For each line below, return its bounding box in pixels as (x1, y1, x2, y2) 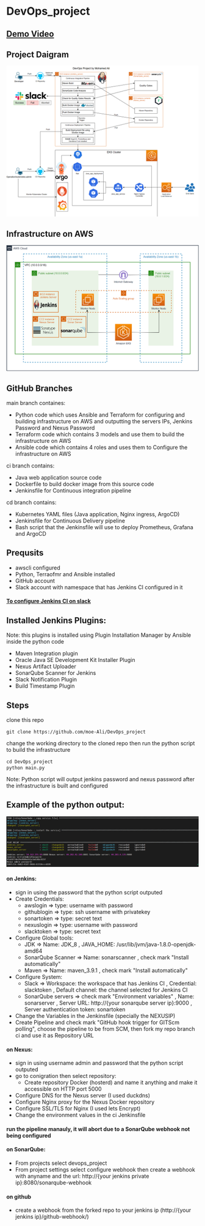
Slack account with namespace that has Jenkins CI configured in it (15, 583, 183, 591)
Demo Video (6, 29, 54, 39)
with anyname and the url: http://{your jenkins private (15, 1172, 149, 1180)
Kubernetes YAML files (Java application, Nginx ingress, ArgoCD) (15, 511, 180, 518)
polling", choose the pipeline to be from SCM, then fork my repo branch (15, 1025, 195, 1032)
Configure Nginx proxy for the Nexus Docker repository (15, 1098, 155, 1105)
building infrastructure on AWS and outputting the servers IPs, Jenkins (15, 418, 193, 425)
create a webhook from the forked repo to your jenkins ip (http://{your (15, 1206, 191, 1214)
